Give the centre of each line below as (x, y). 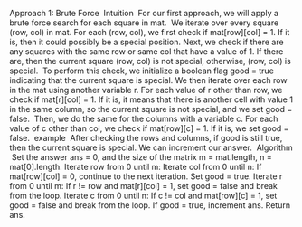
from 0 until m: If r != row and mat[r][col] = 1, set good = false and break (143, 186)
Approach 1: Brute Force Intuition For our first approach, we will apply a (144, 13)
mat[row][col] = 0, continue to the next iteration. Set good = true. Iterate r (146, 176)
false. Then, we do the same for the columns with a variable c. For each (144, 118)
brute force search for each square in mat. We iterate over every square (144, 23)
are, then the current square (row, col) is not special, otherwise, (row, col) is (150, 61)
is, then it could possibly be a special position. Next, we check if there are (146, 42)
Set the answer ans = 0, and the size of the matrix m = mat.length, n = (142, 157)
